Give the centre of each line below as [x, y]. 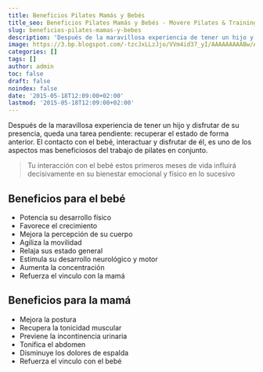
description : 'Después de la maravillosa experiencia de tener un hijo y [131, 37]
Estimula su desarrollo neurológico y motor [88, 259]
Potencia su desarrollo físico [65, 217]
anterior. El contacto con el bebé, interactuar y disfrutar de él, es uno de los [130, 142]
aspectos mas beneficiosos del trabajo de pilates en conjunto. [108, 151]
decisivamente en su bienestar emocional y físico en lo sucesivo [131, 174]
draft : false [29, 81]
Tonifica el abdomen [52, 344]
